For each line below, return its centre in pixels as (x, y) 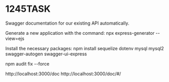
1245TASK (28, 9)
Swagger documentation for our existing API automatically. (67, 23)
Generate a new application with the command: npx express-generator (80, 33)
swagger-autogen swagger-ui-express (46, 54)
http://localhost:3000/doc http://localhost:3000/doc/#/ (63, 74)
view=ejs (15, 38)
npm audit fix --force (27, 64)
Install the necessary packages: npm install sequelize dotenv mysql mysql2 (85, 48)
